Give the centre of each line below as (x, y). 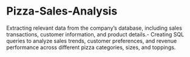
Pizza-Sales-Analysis (62, 11)
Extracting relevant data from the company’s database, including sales (94, 28)
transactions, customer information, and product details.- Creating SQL (95, 34)
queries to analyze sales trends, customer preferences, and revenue (92, 41)
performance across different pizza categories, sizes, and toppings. (91, 47)
